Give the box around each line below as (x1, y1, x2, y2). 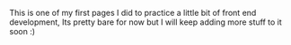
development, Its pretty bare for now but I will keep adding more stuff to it (9, 17, 283, 27)
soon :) (9, 26, 36, 36)
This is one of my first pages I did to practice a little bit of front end (9, 8, 257, 18)
